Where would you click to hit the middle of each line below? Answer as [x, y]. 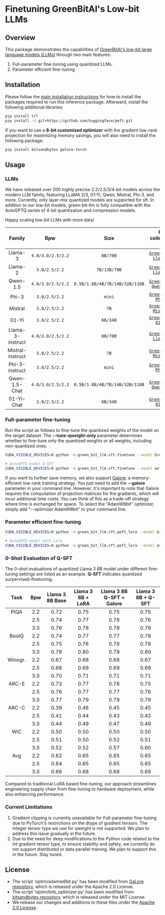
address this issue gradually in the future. [54, 833]
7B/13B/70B [109, 270]
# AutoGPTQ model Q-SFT [29, 464]
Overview [20, 38]
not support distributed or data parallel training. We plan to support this [84, 849]
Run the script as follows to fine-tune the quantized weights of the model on [82, 430]
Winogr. [17, 660]
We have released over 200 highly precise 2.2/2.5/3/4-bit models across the [82, 190]
